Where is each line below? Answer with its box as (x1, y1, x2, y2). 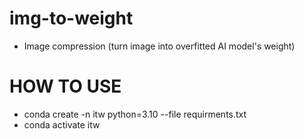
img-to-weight (9, 7, 134, 30)
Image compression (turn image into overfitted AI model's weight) (23, 40, 296, 52)
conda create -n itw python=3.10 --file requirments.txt (23, 108, 247, 120)
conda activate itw (23, 118, 101, 131)
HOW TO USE (9, 75, 122, 98)
